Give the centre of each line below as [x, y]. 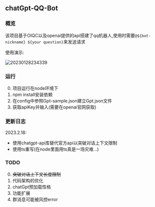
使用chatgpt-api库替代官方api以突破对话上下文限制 [65, 143]
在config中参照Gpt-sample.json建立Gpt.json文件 [62, 100]
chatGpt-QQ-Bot [32, 8]
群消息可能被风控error [35, 199]
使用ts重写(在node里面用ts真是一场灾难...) [55, 149]
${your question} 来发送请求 [56, 42]
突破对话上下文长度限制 [36, 174]
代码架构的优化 [28, 180]
